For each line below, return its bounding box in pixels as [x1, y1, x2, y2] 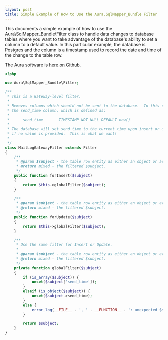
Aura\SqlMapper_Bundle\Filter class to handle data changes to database [5, 31, 154, 37]
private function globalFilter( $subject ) [14, 265, 101, 270]
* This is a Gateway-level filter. [7, 94, 81, 99]
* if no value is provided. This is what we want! [7, 131, 117, 136]
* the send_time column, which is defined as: [7, 108, 106, 113]
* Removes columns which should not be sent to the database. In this [7, 103, 160, 108]
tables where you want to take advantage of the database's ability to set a [5, 36, 157, 42]
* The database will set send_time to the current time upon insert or [7, 127, 160, 132]
